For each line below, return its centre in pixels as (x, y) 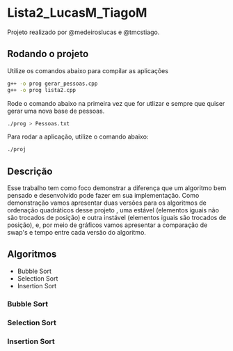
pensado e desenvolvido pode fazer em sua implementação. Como (103, 196)
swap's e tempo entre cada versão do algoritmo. (77, 233)
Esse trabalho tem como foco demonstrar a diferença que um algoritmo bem (117, 188)
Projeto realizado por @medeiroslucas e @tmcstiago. (83, 32)
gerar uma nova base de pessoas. (56, 111)
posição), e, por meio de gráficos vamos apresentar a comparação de (107, 225)
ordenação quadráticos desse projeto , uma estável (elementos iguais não (113, 210)
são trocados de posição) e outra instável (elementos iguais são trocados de (117, 218)
